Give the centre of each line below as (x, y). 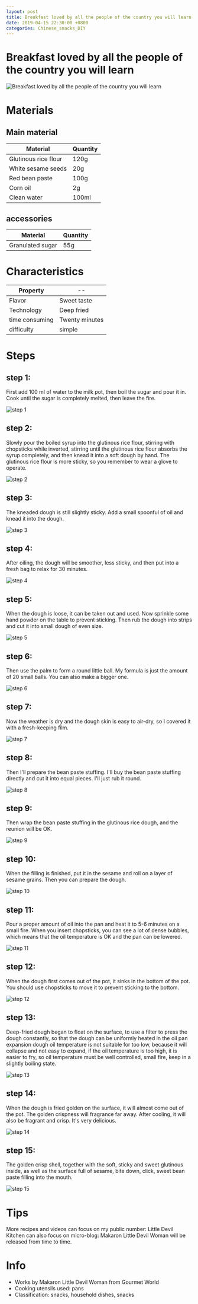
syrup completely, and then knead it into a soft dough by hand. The (88, 455)
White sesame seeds (38, 168)
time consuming (31, 320)
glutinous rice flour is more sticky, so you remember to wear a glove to (92, 461)
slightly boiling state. (31, 1063)
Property (31, 290)
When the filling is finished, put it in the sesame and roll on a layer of (90, 873)
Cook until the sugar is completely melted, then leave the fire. (81, 398)
